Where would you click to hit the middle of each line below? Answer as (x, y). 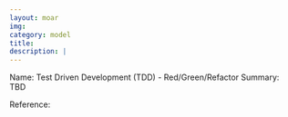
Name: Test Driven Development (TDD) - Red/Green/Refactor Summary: (144, 77)
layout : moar (34, 18)
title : (22, 43)
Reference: (30, 104)
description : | (38, 52)
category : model (40, 34)
